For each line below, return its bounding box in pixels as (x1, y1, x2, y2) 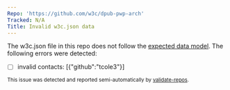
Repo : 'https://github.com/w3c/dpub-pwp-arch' (7, 10, 145, 17)
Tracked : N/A (7, 17, 45, 24)
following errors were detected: (7, 49, 97, 57)
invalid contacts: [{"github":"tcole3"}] (17, 63, 125, 71)
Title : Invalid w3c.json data (7, 23, 95, 30)
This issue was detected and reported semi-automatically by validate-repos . (7, 77, 190, 84)
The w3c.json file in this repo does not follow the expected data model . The (7, 42, 224, 51)
